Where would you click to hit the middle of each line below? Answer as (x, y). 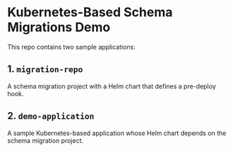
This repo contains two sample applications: (72, 47)
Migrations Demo (59, 27)
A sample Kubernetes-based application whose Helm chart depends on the (117, 133)
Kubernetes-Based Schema (90, 12)
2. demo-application (51, 116)
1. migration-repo (45, 69)
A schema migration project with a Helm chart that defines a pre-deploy (112, 86)
